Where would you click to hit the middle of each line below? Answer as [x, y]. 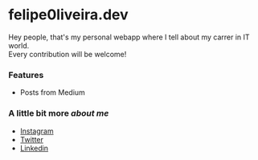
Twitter [32, 139]
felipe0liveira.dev [68, 15]
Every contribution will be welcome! [68, 54]
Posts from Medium [53, 92]
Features [26, 75]
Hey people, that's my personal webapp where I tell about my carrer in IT [129, 37]
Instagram [37, 131]
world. [19, 45]
